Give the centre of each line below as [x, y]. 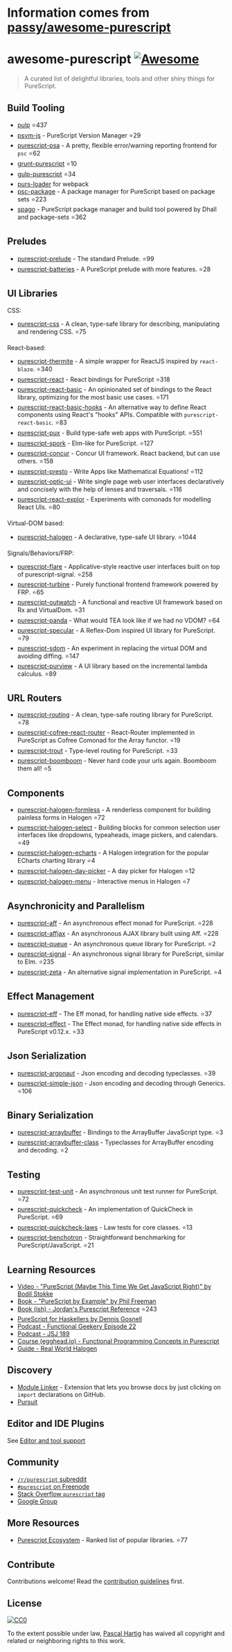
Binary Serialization [51, 1115]
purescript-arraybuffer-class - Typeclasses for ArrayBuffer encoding [115, 1142]
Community [33, 1463]
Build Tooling [36, 108]
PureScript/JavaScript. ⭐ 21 [55, 1246]
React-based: [27, 347]
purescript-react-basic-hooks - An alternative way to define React [111, 407]
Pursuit [27, 1402]
